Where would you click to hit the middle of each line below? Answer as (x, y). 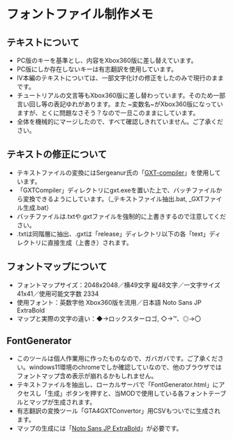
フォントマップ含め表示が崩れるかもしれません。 (87, 376)
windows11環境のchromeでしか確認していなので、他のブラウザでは (126, 367)
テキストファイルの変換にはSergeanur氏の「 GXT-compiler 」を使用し (115, 173)
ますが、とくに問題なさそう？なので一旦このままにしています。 (108, 113)
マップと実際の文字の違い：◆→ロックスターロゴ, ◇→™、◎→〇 (109, 318)
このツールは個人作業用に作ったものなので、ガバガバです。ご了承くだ (117, 359)
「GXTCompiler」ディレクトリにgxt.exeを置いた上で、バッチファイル (116, 190)
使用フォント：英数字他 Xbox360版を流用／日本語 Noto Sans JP (109, 302)
